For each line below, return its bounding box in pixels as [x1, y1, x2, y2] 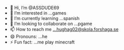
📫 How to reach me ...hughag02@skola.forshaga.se [10, 26, 119, 32]
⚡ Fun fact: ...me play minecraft [10, 39, 75, 45]
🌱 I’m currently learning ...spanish [10, 15, 80, 21]
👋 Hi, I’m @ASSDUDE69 [10, 5, 59, 10]
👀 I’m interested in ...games [10, 10, 67, 16]
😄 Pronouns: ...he [10, 33, 48, 39]
